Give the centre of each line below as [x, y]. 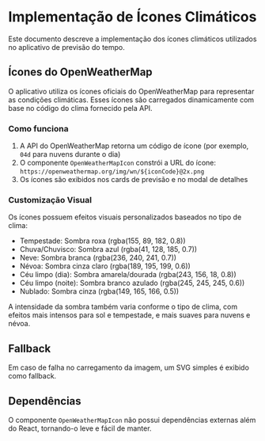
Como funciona [38, 128]
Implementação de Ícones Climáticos [132, 17]
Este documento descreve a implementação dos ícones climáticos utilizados [132, 39]
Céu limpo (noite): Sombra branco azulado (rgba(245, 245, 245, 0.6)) [132, 283]
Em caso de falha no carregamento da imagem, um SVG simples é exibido [129, 367]
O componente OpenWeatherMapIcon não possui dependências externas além [132, 420]
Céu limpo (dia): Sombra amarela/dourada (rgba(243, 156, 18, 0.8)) [128, 275]
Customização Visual [50, 200]
